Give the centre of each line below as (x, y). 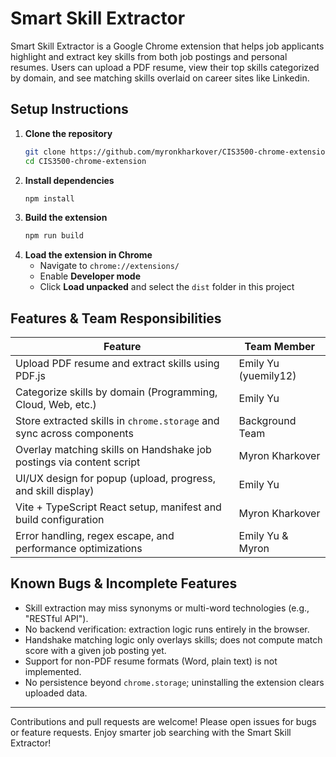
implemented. (53, 671)
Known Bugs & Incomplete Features (124, 583)
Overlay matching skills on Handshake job (113, 450)
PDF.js (30, 376)
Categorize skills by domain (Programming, (116, 392)
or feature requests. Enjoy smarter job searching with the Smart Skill (151, 732)
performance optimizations (79, 549)
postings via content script (78, 462)
